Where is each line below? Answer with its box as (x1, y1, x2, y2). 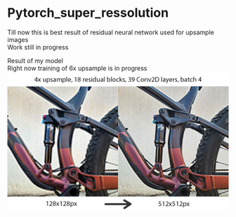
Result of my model (7, 56, 63, 64)
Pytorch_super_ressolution (7, 5, 169, 21)
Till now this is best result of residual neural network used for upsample (7, 28, 214, 36)
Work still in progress (7, 43, 69, 51)
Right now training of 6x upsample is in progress (7, 64, 147, 72)
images (7, 35, 29, 43)
